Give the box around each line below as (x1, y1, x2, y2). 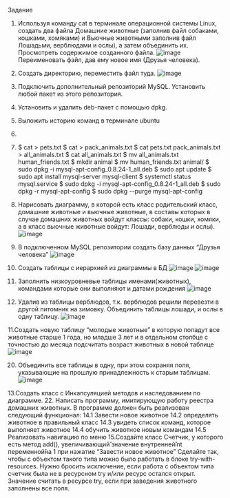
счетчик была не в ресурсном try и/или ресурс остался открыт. (8, 470, 196, 477)
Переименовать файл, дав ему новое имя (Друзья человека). (17, 56, 200, 64)
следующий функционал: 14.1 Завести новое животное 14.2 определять (8, 411, 219, 419)
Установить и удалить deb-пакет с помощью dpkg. (17, 103, 167, 111)
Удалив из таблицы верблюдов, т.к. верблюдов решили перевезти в (17, 298, 219, 306)
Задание (8, 6, 33, 14)
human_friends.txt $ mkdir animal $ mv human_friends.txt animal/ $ (17, 158, 209, 166)
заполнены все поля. (8, 484, 70, 492)
